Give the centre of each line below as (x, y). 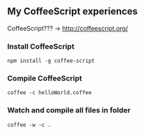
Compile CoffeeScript (45, 78)
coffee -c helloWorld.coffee (49, 93)
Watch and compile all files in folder (69, 110)
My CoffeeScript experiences (72, 12)
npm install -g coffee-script (51, 61)
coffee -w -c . (29, 125)
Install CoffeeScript (41, 46)
